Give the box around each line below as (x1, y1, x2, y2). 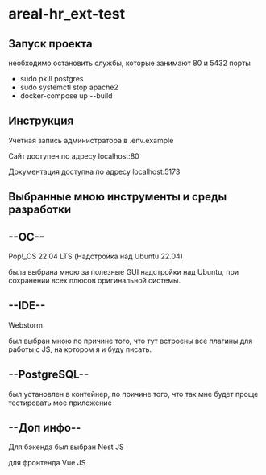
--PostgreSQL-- (8, 368, 89, 382)
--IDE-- (8, 299, 46, 312)
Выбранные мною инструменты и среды (8, 190, 227, 204)
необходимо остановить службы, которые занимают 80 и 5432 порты (8, 58, 251, 68)
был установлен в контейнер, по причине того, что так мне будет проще (8, 389, 259, 399)
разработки (8, 203, 72, 217)
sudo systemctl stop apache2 (19, 82, 118, 92)
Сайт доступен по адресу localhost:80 (8, 151, 139, 161)
